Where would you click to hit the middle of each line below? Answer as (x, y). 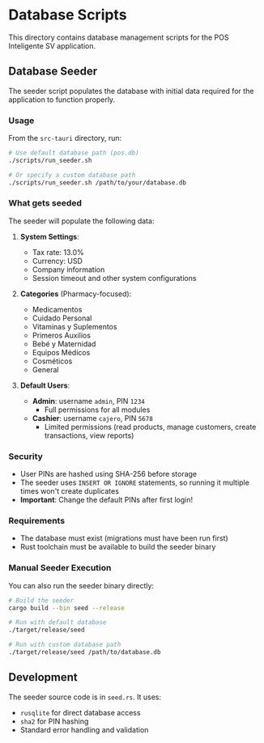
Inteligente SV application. (52, 45)
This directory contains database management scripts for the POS (119, 37)
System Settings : (49, 236)
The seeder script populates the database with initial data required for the (131, 91)
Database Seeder (53, 72)
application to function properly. (62, 100)
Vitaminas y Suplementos (75, 326)
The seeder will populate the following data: (81, 221)
